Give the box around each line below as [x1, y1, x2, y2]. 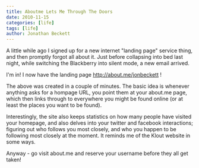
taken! [6, 156, 22, 163]
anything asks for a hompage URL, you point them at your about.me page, [6, 89, 187, 96]
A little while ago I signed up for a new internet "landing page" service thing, [6, 47, 193, 54]
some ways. [6, 138, 36, 145]
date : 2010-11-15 [6, 14, 49, 20]
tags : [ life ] [6, 25, 39, 31]
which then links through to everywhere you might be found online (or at [6, 96, 183, 103]
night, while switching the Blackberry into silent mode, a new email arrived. [6, 60, 190, 67]
